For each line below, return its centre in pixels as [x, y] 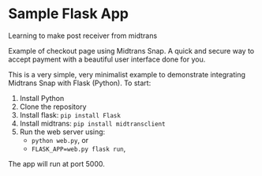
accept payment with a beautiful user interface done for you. [107, 59]
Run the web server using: [62, 132]
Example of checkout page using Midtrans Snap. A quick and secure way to [131, 51]
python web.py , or [60, 140]
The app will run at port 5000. [56, 163]
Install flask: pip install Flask [70, 114]
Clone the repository [53, 107]
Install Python [42, 98]
